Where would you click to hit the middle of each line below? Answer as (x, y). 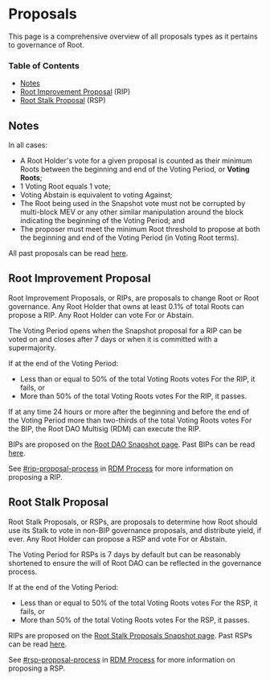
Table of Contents (44, 65)
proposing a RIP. (35, 477)
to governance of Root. (46, 44)
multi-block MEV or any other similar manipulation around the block (131, 212)
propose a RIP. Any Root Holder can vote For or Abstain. (101, 315)
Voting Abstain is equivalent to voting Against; (96, 195)
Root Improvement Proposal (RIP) (75, 92)
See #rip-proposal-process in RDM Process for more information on (121, 468)
